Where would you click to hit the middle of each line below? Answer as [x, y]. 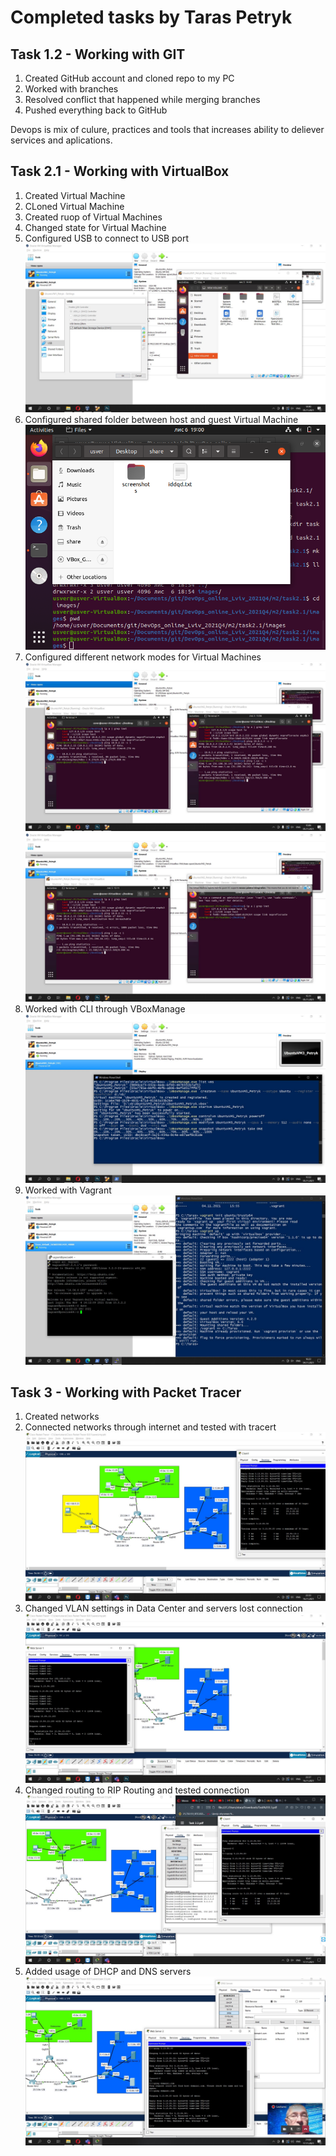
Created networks [62, 1417]
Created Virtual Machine [75, 195]
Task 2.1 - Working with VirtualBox [120, 171]
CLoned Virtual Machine [74, 206]
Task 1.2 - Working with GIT [98, 54]
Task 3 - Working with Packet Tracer [126, 1392]
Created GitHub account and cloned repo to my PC [129, 78]
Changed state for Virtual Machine [95, 227]
